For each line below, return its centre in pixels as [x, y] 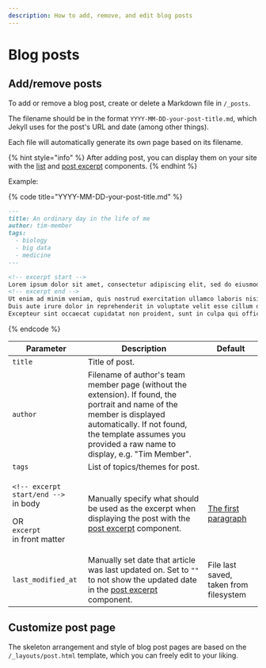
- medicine [33, 255]
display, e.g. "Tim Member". [139, 454]
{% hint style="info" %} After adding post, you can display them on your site [133, 157]
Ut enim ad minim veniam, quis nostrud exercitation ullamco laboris [125, 299]
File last [222, 565]
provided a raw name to [132, 444]
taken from [228, 585]
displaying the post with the [139, 518]
